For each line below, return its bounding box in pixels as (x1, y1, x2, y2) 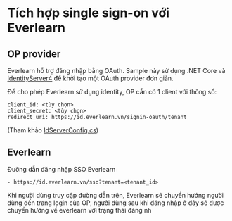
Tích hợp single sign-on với (7, 5, 170, 21)
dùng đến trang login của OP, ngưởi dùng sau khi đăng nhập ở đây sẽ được (7, 198, 224, 207)
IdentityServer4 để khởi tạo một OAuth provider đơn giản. (7, 74, 174, 82)
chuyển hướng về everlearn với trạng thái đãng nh (7, 206, 152, 214)
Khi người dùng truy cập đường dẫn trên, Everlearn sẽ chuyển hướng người (7, 191, 224, 199)
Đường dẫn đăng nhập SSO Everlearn (7, 165, 116, 173)
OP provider (7, 48, 61, 60)
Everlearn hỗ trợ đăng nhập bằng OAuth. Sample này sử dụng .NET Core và (7, 67, 226, 75)
